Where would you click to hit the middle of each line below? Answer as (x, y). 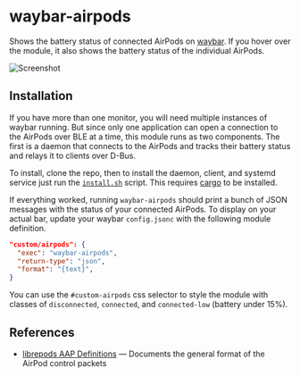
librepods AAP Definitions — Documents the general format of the (143, 354)
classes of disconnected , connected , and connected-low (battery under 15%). (149, 305)
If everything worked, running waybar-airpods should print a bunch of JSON (149, 199)
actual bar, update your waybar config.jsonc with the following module (140, 218)
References (42, 332)
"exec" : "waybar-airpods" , (67, 253)
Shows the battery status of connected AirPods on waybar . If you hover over (150, 41)
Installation (41, 96)
